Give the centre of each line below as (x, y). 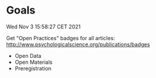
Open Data (28, 56)
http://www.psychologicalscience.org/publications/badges (78, 44)
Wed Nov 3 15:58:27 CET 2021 (43, 27)
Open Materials (33, 62)
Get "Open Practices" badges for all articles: (60, 38)
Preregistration (33, 68)
